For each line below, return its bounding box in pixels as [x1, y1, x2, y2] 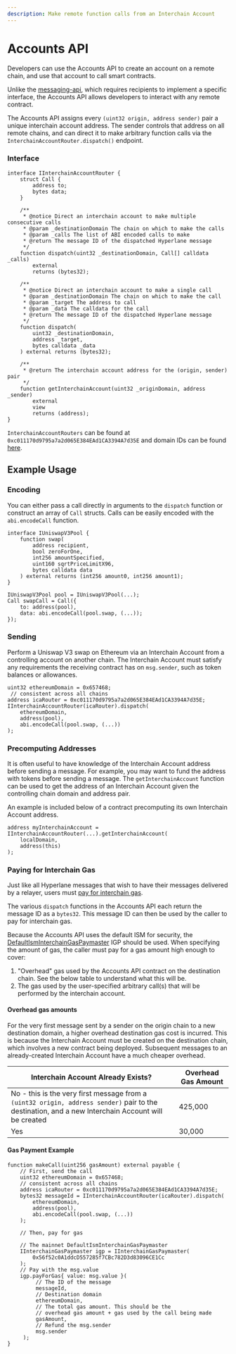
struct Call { [20, 175, 61, 183]
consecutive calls [7, 219, 61, 226]
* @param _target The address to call [22, 299, 137, 306]
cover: [7, 953, 26, 962]
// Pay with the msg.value [20, 1266, 99, 1273]
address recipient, [32, 541, 90, 549]
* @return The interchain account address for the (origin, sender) [22, 367, 228, 374]
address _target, [32, 336, 83, 343]
